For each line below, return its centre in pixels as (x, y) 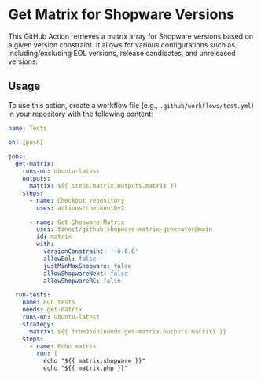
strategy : (39, 324)
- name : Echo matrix (62, 346)
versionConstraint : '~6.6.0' (91, 251)
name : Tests (28, 128)
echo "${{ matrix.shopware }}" (94, 361)
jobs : (17, 156)
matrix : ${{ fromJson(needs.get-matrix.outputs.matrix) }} (127, 332)
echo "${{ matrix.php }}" (85, 368)
